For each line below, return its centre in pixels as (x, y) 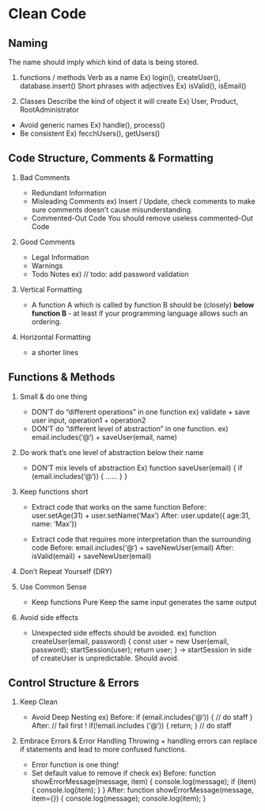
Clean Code (47, 14)
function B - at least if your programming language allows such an (140, 313)
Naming (28, 43)
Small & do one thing (53, 396)
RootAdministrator (49, 109)
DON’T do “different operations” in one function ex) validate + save (141, 411)
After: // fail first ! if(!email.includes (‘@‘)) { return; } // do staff (131, 725)
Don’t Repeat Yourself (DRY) (66, 571)
